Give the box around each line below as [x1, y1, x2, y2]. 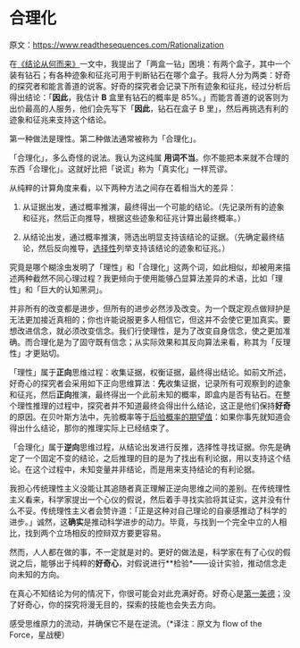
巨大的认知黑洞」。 [39, 283, 107, 295]
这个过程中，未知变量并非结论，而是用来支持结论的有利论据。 [32, 464, 260, 475]
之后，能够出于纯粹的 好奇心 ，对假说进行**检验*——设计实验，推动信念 [16, 558, 279, 568]
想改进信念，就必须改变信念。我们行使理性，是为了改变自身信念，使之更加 [9, 325, 283, 336]
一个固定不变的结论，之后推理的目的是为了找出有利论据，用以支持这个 [24, 452, 283, 463]
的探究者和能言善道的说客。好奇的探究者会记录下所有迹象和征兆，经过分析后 [9, 80, 291, 91]
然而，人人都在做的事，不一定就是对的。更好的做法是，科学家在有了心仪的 [9, 546, 283, 557]
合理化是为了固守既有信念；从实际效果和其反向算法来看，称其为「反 [32, 336, 283, 347]
